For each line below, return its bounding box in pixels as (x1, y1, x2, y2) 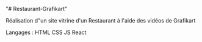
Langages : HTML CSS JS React (5, 29, 87, 36)
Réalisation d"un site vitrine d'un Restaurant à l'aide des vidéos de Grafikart (5, 17, 196, 24)
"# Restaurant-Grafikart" (5, 5, 68, 12)
